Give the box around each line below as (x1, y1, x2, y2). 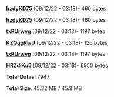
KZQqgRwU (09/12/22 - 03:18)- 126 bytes (6, 39, 108, 46)
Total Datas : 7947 (6, 73, 50, 80)
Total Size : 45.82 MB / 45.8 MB (6, 85, 82, 92)
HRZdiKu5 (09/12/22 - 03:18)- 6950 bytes (6, 62, 109, 69)
